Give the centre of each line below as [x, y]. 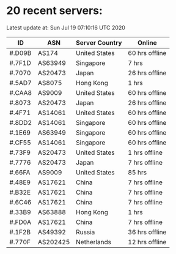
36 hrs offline [147, 232]
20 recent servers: [54, 11]
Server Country [99, 42]
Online [147, 42]
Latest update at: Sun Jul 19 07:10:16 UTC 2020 [66, 28]
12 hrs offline [147, 242]
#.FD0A [20, 222]
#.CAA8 [21, 92]
